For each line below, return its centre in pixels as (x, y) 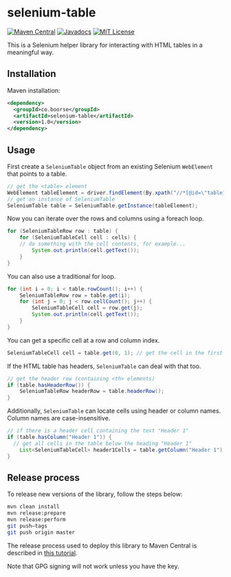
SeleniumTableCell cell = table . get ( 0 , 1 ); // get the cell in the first (115, 353)
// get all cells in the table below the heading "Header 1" (103, 443)
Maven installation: (34, 90)
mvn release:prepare (37, 513)
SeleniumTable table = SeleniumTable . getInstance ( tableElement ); (102, 205)
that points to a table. (37, 174)
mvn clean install (33, 507)
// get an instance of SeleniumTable (61, 199)
